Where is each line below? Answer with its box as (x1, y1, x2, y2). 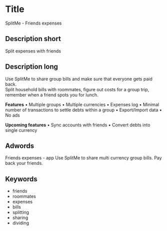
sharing (12, 214, 28, 221)
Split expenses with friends (5, 48, 61, 54)
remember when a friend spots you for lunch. (5, 92, 98, 98)
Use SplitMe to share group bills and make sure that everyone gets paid (5, 76, 152, 82)
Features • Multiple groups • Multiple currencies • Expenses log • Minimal (5, 101, 159, 107)
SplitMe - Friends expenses (5, 20, 62, 26)
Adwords (5, 141, 34, 150)
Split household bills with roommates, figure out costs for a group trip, (5, 86, 149, 92)
